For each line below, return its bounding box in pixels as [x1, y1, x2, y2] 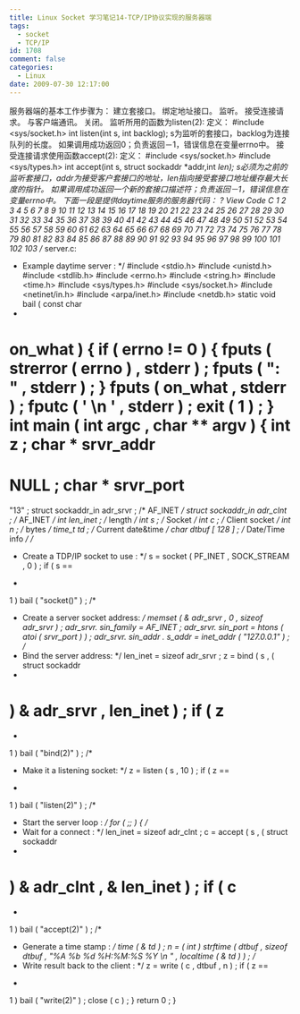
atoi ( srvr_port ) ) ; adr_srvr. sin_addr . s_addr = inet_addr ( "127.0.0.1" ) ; [21, 631, 290, 642]
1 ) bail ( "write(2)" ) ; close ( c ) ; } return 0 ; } [9, 994, 177, 1005]
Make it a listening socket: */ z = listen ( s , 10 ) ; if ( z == [21, 764, 230, 775]
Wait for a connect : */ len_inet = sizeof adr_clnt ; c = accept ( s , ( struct [21, 826, 288, 837]
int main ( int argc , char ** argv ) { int [9, 415, 291, 435]
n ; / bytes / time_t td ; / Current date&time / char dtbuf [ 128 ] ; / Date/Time [9, 524, 286, 534]
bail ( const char [21, 298, 83, 309]
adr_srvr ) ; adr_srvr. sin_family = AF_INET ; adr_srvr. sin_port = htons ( [21, 621, 284, 632]
